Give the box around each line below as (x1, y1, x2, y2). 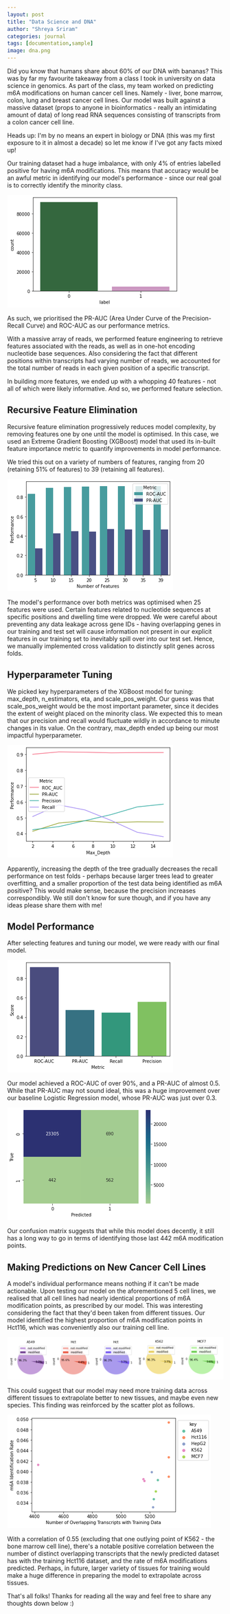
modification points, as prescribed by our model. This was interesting (7, 1302, 203, 1310)
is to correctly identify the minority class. (7, 181, 123, 189)
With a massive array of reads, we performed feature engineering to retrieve (7, 335, 223, 343)
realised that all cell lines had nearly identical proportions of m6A (7, 1294, 191, 1302)
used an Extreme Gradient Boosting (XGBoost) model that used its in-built (7, 437, 216, 446)
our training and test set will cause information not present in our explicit (7, 627, 212, 635)
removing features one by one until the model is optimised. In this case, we (7, 430, 219, 438)
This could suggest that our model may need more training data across (7, 1387, 208, 1395)
